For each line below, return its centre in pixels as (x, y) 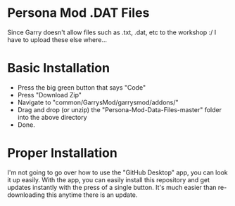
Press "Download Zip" (50, 95)
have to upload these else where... (57, 39)
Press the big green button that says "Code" (82, 87)
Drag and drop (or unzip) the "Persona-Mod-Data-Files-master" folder (119, 109)
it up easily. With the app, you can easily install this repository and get (108, 179)
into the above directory (52, 117)
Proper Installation (62, 153)
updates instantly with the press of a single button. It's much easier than (112, 187)
